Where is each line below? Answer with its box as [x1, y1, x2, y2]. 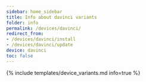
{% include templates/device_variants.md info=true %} [6, 69, 141, 76]
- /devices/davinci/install [6, 36, 76, 42]
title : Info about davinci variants [6, 14, 97, 20]
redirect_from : [6, 31, 44, 37]
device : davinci [6, 48, 46, 53]
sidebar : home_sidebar [6, 8, 63, 15]
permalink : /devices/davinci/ [6, 25, 82, 31]
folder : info [6, 20, 39, 26]
